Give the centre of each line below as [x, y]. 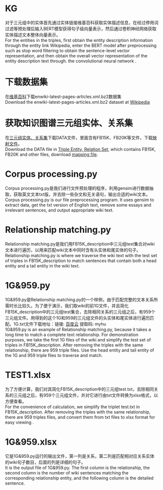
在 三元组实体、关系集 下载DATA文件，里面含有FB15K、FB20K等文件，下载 [79, 137]
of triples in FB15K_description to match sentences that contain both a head [81, 261]
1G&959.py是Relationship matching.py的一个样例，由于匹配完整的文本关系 [80, 300]
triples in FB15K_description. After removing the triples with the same [74, 345]
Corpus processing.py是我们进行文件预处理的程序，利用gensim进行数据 [77, 188]
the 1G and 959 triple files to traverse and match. [54, 355]
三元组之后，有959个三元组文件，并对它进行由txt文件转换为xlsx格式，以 [86, 395]
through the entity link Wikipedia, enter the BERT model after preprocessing [81, 45]
